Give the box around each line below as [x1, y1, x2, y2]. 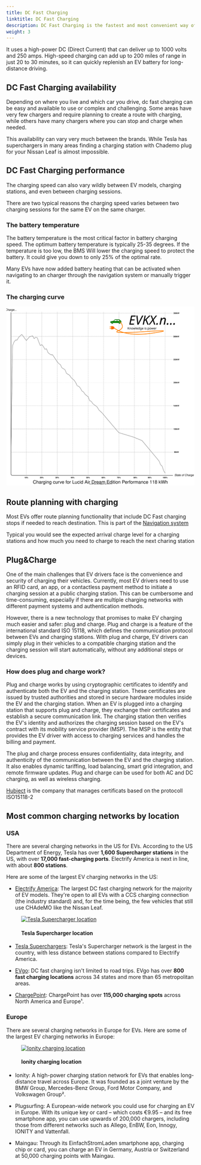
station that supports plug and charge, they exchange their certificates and [6, 707, 191, 714]
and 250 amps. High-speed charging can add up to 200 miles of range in [6, 52, 187, 59]
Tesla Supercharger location [21, 929, 93, 936]
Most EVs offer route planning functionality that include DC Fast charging [6, 513, 187, 520]
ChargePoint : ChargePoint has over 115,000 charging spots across [14, 992, 181, 999]
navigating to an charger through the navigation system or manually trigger [6, 272, 191, 279]
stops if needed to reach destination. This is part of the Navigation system [6, 520, 189, 527]
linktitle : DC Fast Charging [6, 16, 79, 22]
